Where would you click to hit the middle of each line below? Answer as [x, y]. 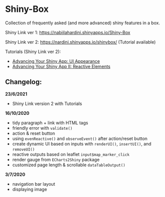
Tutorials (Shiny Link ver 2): [33, 51]
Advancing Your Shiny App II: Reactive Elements [61, 66]
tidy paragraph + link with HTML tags [50, 123]
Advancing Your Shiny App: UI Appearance [56, 61]
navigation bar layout [34, 184]
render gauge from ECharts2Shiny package [56, 159]
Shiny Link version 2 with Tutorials [47, 103]
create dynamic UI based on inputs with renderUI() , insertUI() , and [82, 144]
